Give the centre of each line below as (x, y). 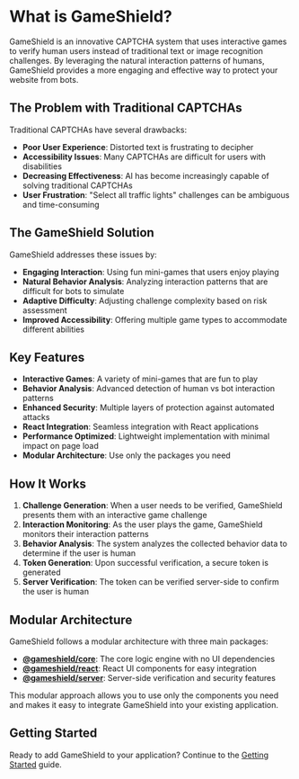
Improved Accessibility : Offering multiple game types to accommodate (154, 319)
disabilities (42, 166)
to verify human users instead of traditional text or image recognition (136, 50)
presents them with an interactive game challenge (115, 515)
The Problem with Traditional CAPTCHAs (126, 108)
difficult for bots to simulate (73, 291)
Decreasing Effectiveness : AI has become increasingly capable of (145, 175)
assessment (44, 310)
